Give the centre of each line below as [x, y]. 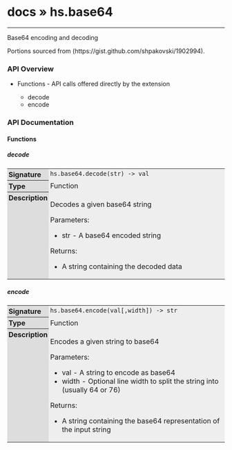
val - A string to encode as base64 [119, 372]
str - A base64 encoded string [112, 235]
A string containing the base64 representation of [141, 420]
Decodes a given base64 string [101, 204]
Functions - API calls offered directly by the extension [94, 84]
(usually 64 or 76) [91, 389]
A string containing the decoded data [122, 266]
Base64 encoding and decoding [53, 37]
